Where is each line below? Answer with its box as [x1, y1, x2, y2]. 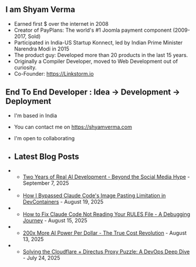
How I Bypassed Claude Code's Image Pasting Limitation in [22, 192, 166, 199]
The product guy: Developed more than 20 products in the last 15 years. [13, 51, 188, 58]
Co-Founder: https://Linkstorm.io [13, 70, 94, 77]
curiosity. [13, 64, 37, 71]
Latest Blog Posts [13, 152, 80, 162]
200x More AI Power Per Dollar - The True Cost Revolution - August [22, 229, 187, 236]
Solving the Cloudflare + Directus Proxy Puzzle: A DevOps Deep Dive [22, 248, 190, 255]
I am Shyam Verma [5, 5, 76, 15]
